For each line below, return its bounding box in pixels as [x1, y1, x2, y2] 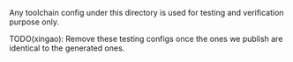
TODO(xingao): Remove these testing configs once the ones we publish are [9, 34, 283, 44]
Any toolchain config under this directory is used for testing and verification [9, 8, 284, 17]
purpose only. [9, 17, 60, 27]
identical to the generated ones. [9, 43, 125, 53]
